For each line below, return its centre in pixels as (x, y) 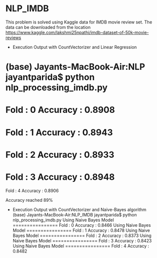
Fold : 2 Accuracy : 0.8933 (60, 155)
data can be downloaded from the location (48, 27)
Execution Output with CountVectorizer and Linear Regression (75, 47)
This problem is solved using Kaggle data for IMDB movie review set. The (79, 22)
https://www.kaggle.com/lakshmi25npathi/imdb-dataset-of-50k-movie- (77, 32)
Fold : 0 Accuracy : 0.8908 (60, 110)
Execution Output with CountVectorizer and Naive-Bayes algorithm (79, 209)
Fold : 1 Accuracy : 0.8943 (59, 132)
